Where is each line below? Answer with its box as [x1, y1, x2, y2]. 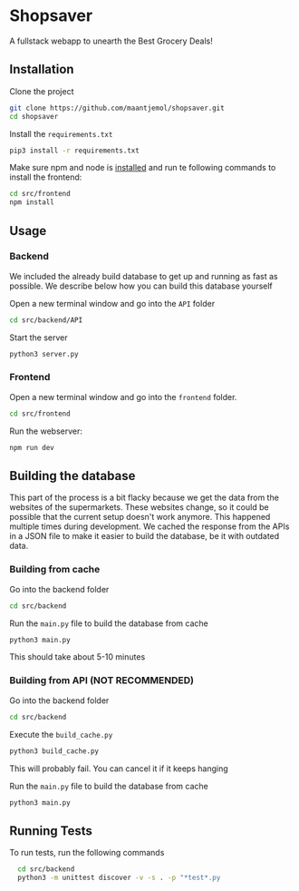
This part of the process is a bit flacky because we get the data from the [9, 492, 279, 504]
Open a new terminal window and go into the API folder [9, 298, 216, 308]
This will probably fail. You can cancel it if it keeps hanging [9, 763, 228, 774]
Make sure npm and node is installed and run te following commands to [9, 162, 276, 173]
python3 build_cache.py [9, 746, 100, 756]
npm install [9, 198, 54, 207]
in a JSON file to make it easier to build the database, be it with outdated [9, 531, 280, 542]
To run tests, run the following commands [9, 847, 165, 858]
